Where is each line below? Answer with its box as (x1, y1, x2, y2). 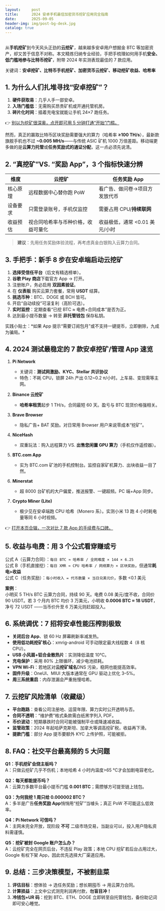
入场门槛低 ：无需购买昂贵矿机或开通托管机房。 (12, 103, 107, 109)
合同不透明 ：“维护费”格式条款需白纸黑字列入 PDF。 (12, 713, 116, 719)
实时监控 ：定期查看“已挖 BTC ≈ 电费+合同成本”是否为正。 (12, 306, 129, 312)
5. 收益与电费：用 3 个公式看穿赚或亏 (5, 542, 117, 551)
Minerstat (12, 478, 33, 484)
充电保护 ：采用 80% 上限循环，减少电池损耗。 (12, 658, 107, 664)
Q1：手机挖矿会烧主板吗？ (5, 761, 58, 767)
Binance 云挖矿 (12, 391, 44, 397)
